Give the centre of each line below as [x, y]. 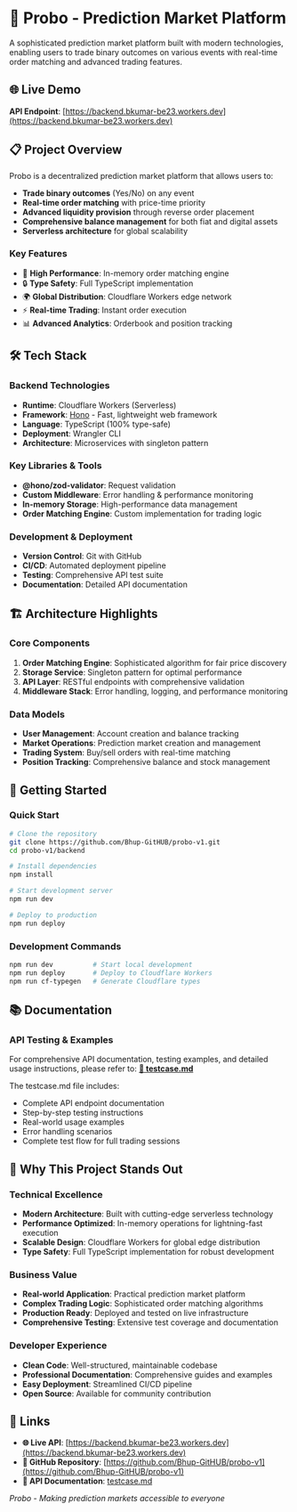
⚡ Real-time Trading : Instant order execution [104, 310]
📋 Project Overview [66, 150]
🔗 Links [30, 1421]
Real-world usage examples [73, 1122]
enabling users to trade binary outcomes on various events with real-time [144, 52]
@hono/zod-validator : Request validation [99, 485]
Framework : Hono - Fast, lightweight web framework [120, 414]
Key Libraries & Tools [56, 466]
